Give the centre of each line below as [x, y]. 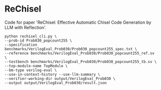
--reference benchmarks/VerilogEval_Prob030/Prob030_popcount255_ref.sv [80, 53]
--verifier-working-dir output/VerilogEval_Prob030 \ [60, 78]
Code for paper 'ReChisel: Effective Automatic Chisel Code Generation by [78, 22]
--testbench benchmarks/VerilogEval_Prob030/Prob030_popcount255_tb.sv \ [81, 61]
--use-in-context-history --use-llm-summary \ [52, 74]
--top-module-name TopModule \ [36, 66]
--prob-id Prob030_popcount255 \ [38, 40]
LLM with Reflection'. [25, 27]
